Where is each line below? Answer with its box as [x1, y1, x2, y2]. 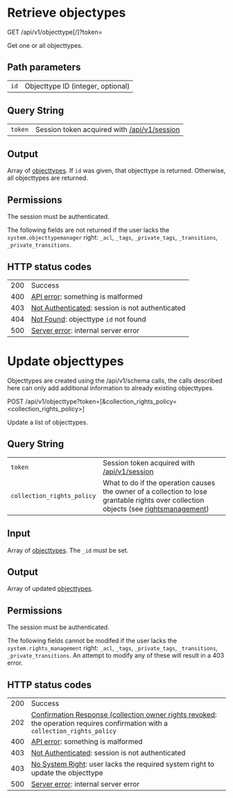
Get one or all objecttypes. [7, 41, 83, 49]
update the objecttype [31, 768, 103, 777]
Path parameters [7, 61, 81, 74]
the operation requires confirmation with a [31, 719, 169, 728]
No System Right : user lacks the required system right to [31, 759, 215, 769]
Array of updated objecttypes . [7, 585, 94, 593]
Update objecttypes [7, 354, 124, 369]
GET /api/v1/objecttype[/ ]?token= [7, 28, 103, 36]
